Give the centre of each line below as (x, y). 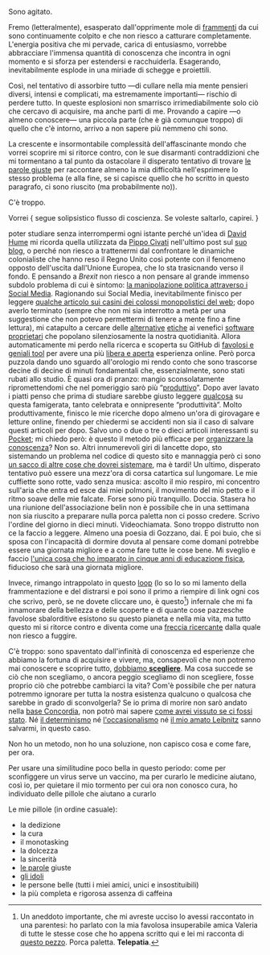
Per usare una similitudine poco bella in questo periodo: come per (117, 767)
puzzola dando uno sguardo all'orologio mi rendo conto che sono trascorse (133, 362)
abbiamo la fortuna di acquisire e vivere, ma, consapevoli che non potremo (132, 659)
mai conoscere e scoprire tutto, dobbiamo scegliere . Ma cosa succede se (131, 668)
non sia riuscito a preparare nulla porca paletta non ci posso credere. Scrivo (134, 516)
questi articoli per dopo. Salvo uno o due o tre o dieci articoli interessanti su (133, 430)
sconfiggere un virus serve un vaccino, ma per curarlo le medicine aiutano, (133, 776)
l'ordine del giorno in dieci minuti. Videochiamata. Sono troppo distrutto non (134, 524)
